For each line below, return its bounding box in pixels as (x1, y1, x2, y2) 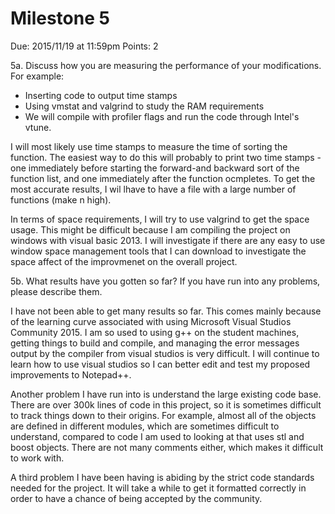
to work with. (10, 452, 65, 464)
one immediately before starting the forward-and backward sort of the (10, 162, 300, 174)
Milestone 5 (10, 7, 110, 30)
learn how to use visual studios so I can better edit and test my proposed (10, 358, 311, 370)
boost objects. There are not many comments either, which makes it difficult (10, 441, 324, 453)
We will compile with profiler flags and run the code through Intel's (24, 110, 300, 122)
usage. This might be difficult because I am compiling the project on (10, 223, 291, 236)
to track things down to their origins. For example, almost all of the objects (10, 409, 317, 421)
